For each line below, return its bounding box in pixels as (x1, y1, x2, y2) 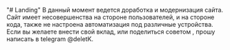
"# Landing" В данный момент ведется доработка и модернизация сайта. (6, 6, 224, 14)
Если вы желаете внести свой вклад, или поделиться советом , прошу (6, 27, 215, 36)
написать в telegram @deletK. (6, 35, 94, 43)
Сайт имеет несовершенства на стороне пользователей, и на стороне (6, 13, 215, 21)
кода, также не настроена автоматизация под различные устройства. (6, 21, 213, 28)
